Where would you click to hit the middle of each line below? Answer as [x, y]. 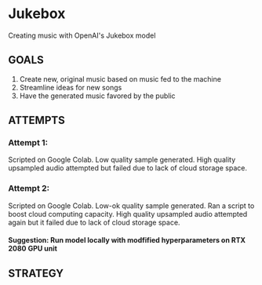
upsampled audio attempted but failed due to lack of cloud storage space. [127, 168]
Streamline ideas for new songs [71, 87]
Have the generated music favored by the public [97, 96]
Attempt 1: [28, 143]
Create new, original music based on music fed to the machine [120, 79]
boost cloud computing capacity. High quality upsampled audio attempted [128, 214]
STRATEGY [36, 273]
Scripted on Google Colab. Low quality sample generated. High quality [122, 160]
